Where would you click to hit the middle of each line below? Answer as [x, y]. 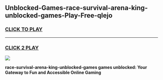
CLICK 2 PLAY [22, 48]
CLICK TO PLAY [24, 30]
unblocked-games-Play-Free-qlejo [59, 16]
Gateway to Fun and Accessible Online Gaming [53, 72]
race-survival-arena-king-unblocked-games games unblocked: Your [76, 67]
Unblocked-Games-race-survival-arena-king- [76, 8]
